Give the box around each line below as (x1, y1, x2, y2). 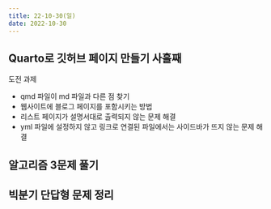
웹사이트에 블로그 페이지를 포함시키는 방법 (19, 102, 153, 112)
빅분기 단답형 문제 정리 (8, 188, 115, 203)
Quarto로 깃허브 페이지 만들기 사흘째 (8, 51, 182, 65)
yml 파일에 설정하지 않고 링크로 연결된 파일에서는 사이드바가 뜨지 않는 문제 (19, 122, 255, 132)
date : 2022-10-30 (8, 19, 67, 28)
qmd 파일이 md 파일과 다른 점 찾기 (19, 92, 130, 101)
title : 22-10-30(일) (8, 11, 76, 20)
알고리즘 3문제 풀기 (8, 158, 100, 172)
